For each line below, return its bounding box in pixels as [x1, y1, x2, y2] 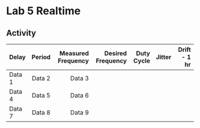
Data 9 [70, 108, 89, 117]
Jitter [155, 53, 171, 61]
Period [32, 53, 51, 61]
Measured [59, 49, 89, 57]
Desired [104, 49, 127, 57]
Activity [6, 28, 37, 38]
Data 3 [70, 74, 89, 82]
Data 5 [32, 91, 51, 99]
